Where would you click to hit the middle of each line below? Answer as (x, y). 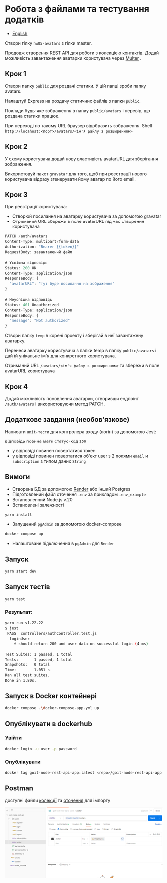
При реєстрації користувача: (36, 207)
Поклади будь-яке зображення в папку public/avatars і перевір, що (78, 110)
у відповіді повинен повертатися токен (54, 450)
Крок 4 (17, 386)
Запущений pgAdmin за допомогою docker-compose (67, 524)
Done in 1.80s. (21, 680)
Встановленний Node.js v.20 (43, 499)
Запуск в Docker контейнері (51, 696)
